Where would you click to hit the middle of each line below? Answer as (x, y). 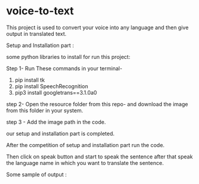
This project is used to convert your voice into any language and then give (97, 27)
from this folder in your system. (45, 110)
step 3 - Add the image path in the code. (56, 122)
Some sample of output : (36, 174)
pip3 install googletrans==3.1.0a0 (56, 92)
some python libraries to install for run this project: (68, 57)
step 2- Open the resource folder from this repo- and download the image (97, 104)
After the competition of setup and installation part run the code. (85, 145)
